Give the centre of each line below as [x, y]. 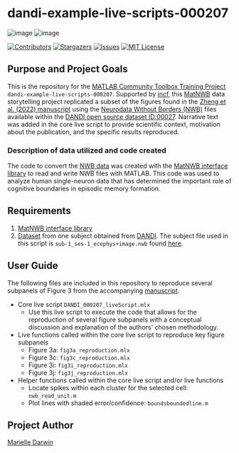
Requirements [39, 211]
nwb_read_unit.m [52, 396]
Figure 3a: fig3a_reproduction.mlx [79, 350]
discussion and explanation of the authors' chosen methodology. [123, 327]
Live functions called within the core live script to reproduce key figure [121, 335]
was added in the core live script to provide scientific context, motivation [114, 124]
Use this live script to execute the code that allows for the [112, 312]
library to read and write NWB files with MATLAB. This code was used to [113, 173]
